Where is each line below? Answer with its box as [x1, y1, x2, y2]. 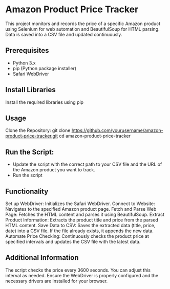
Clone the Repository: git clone [5, 127, 71, 134]
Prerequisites [5, 46, 49, 55]
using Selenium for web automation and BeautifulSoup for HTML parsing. [5, 26, 160, 32]
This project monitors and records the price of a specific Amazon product [5, 20, 161, 27]
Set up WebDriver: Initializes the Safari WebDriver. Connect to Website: [5, 201, 155, 207]
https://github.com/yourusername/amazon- [71, 127, 163, 134]
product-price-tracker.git [5, 133, 58, 139]
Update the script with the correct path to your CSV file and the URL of [12, 161, 162, 167]
